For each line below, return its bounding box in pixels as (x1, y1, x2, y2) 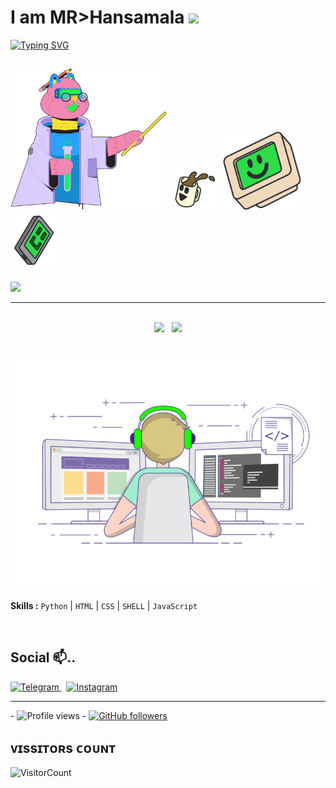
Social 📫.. (10, 649, 77, 666)
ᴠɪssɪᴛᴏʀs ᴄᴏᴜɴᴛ (10, 740, 116, 757)
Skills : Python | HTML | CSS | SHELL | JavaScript (10, 599, 198, 611)
